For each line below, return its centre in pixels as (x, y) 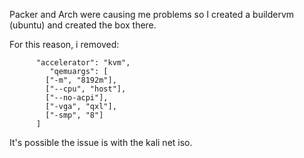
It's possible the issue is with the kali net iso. (101, 142)
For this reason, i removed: (64, 44)
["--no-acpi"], (77, 98)
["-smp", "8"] (74, 115)
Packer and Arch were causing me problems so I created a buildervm (152, 14)
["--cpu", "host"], (86, 89)
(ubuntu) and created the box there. (83, 25)
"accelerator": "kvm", (83, 63)
